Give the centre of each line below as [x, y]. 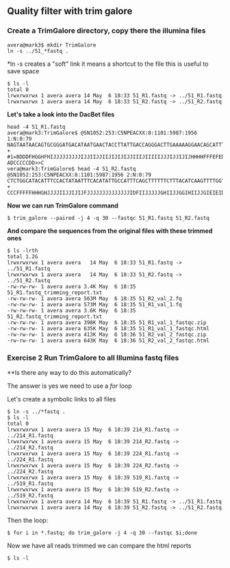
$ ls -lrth [23, 250]
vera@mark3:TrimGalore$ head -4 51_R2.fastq [72, 169]
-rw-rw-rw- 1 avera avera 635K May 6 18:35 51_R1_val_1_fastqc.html [108, 328]
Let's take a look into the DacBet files [61, 114]
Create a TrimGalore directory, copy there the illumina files [106, 31]
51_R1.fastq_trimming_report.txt [55, 293]
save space [23, 71]
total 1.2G [23, 256]
